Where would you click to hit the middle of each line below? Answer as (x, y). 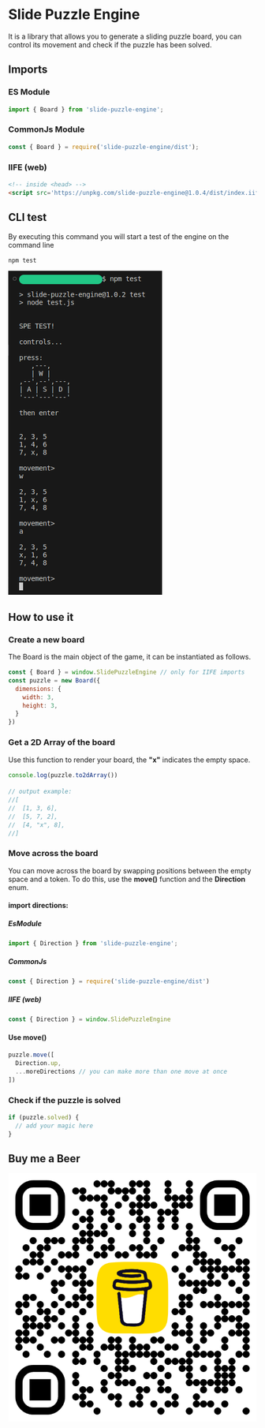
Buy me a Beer (44, 1159)
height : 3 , (40, 705)
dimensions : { (38, 689)
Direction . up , (38, 1064)
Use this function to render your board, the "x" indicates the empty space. (129, 760)
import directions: (38, 906)
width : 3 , (39, 697)
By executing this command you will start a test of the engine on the (119, 236)
